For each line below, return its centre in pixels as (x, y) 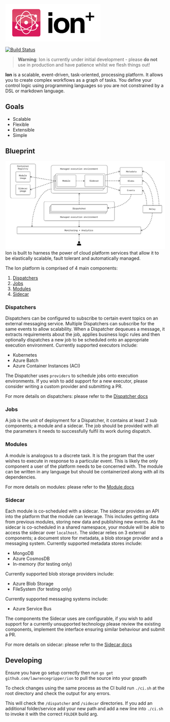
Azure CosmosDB (31, 558)
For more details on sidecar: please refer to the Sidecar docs (69, 644)
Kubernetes (25, 355)
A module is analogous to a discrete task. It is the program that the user (80, 455)
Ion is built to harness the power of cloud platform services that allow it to (82, 253)
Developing (24, 660)
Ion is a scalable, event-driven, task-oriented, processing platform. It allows (84, 75)
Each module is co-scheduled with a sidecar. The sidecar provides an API (82, 511)
